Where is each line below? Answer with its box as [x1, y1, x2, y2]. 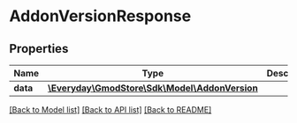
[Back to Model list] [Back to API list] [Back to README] [9, 105, 212, 115]
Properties [9, 41, 69, 56]
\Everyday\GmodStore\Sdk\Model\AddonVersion [47, 82, 258, 94]
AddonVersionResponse [9, 6, 192, 26]
